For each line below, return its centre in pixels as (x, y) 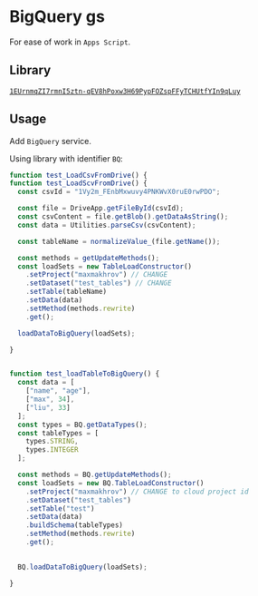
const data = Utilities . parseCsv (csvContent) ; (107, 225)
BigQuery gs (57, 17)
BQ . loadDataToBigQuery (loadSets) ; (82, 567)
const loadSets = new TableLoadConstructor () (105, 266)
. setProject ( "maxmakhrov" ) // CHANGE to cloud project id (137, 492)
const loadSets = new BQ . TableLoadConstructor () (111, 483)
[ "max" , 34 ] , (50, 400)
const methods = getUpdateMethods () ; (89, 258)
